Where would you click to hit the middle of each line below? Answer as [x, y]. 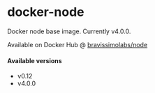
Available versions [35, 60]
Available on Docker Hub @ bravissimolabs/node [77, 44]
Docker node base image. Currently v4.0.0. [69, 31]
